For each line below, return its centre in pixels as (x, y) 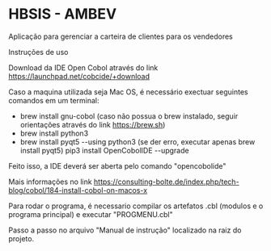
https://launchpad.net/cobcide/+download (79, 76)
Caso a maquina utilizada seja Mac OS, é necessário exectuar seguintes (128, 92)
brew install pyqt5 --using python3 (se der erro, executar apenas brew (138, 141)
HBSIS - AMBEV (63, 14)
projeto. (21, 238)
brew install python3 (54, 133)
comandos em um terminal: (54, 100)
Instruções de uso (38, 52)
